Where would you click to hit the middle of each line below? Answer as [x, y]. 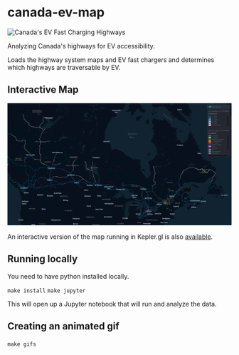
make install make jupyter [47, 290]
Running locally [43, 259]
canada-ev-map [56, 12]
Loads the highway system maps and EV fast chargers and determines [111, 60]
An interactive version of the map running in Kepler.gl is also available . [110, 237]
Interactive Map [43, 90]
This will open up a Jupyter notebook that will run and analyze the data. [112, 304]
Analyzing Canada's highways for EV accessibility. [81, 46]
